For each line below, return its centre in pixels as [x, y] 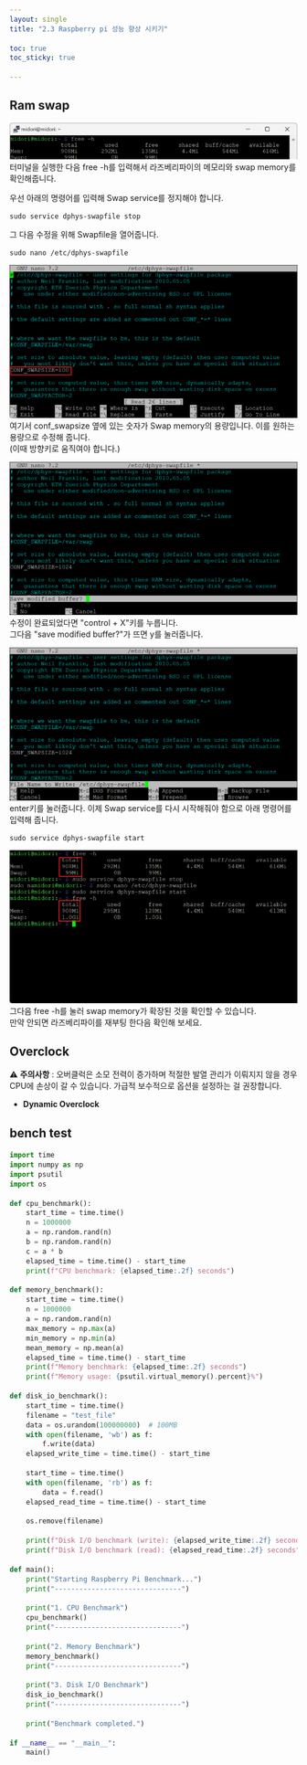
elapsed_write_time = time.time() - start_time [118, 1454]
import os [28, 1184]
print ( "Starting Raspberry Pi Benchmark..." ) [114, 1579]
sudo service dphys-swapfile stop [75, 216]
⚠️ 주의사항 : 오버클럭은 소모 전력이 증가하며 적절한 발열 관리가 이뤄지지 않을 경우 [153, 1074]
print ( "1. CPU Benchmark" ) [77, 1608]
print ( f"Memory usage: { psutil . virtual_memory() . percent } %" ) [144, 1377]
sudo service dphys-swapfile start [77, 838]
